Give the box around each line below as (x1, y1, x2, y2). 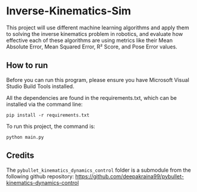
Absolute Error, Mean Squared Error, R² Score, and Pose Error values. (6, 43, 178, 50)
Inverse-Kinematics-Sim (6, 4, 132, 18)
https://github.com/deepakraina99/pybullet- (75, 172, 184, 180)
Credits (6, 151, 35, 161)
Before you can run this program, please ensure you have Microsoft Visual (6, 76, 190, 83)
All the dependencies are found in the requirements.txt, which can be (6, 94, 177, 101)
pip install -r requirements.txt (6, 112, 90, 118)
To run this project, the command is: (6, 123, 96, 130)
